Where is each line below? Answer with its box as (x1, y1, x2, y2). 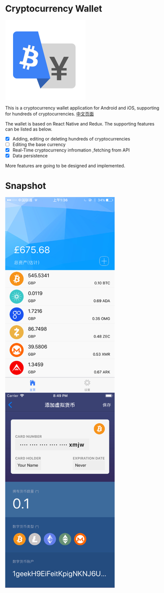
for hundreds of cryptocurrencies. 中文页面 (5, 110, 94, 116)
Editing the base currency (12, 141, 66, 147)
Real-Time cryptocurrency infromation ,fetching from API (12, 147, 130, 153)
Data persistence (12, 153, 48, 159)
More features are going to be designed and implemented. (5, 163, 125, 169)
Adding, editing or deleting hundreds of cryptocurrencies (12, 135, 130, 141)
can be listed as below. (5, 126, 52, 132)
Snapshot (5, 180, 46, 191)
